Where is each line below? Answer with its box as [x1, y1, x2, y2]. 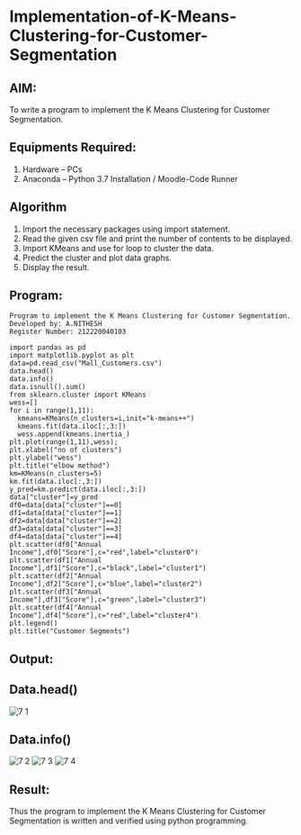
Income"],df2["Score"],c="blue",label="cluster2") [9, 579, 203, 589]
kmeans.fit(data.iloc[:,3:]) [17, 422, 127, 431]
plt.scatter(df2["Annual [9, 572, 102, 581]
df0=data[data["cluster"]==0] [9, 501, 123, 510]
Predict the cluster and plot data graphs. [22, 252, 173, 263]
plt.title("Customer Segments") [9, 627, 130, 636]
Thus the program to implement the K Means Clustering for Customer [9, 806, 267, 817]
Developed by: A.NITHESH [9, 320, 102, 329]
